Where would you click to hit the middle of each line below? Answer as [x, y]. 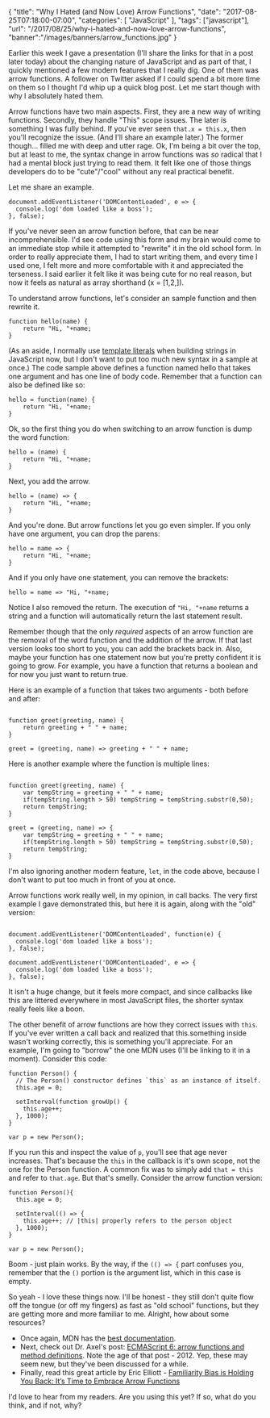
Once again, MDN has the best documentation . [98, 1338]
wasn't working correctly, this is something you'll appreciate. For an [121, 1042]
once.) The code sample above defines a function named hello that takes [130, 368]
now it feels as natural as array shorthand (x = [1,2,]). [96, 282]
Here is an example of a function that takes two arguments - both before [129, 690]
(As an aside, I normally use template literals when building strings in [122, 351]
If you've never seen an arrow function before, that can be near [114, 231]
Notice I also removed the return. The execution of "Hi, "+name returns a [129, 607]
